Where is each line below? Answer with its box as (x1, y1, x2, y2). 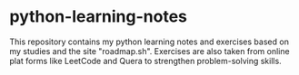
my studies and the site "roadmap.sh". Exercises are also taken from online (9, 45, 290, 56)
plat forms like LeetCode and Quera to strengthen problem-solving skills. (9, 55, 282, 66)
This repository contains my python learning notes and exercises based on (9, 36, 289, 47)
